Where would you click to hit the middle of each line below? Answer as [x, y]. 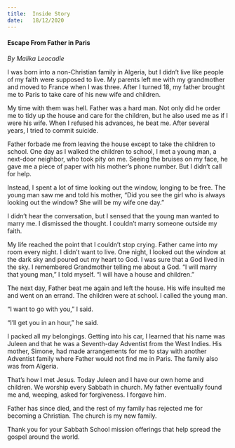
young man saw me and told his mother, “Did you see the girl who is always [116, 195]
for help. [19, 173]
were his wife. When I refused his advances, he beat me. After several [108, 123]
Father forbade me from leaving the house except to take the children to [111, 144]
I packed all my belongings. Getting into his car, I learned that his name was [116, 336]
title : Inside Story [39, 14]
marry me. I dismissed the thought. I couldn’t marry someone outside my [112, 223]
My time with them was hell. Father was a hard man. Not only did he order [114, 108]
